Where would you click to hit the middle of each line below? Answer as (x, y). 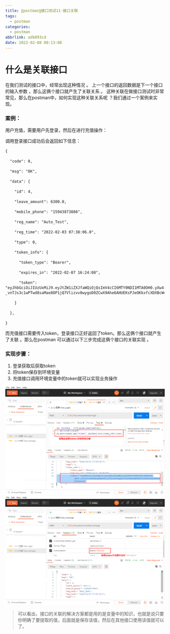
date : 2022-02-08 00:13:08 (34, 43)
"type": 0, (26, 242)
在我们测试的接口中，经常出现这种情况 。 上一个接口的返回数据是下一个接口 (84, 85)
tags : (11, 16)
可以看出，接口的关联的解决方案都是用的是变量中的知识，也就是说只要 (91, 614)
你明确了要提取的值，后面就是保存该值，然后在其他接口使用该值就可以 (91, 620)
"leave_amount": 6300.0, (40, 202)
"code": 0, (21, 161)
